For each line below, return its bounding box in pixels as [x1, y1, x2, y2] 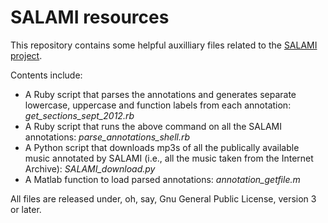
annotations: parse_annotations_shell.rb [24, 131, 191, 143]
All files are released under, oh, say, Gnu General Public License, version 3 [10, 192, 317, 205]
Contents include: [10, 69, 83, 81]
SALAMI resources [10, 6, 170, 29]
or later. [10, 203, 42, 215]
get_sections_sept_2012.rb [24, 109, 135, 121]
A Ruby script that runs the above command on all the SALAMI [24, 120, 282, 132]
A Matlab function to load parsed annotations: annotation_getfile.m [24, 173, 301, 185]
